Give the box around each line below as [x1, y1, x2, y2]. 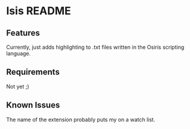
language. [6, 50, 31, 57]
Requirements [6, 67, 60, 77]
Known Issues [6, 100, 60, 111]
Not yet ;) [6, 83, 30, 90]
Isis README [6, 4, 72, 18]
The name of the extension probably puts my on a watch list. [6, 116, 155, 123]
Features [6, 28, 40, 38]
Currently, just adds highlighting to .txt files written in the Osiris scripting [6, 43, 185, 51]
